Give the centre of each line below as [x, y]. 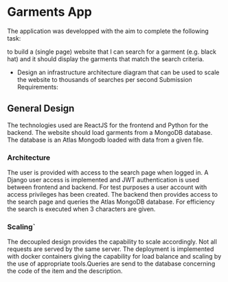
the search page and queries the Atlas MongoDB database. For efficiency [111, 202]
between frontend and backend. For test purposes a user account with [107, 187]
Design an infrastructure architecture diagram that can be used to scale [118, 72]
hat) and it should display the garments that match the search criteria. [106, 58]
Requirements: [37, 87]
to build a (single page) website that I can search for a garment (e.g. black [112, 52]
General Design [41, 108]
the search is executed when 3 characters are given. [81, 209]
